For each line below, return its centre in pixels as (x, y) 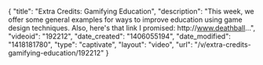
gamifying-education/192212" (56, 53)
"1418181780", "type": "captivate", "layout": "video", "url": (100, 45)
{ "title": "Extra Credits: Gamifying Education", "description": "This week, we (131, 11)
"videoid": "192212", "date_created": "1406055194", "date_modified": (120, 36)
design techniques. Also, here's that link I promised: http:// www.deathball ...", (132, 28)
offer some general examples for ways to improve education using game (125, 20)
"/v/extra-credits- (223, 45)
